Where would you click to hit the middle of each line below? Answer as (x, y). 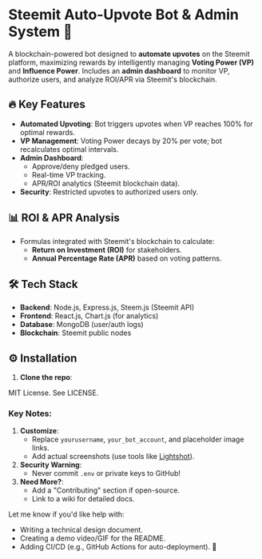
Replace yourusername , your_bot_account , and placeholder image (138, 439)
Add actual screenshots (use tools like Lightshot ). (113, 457)
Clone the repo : (46, 377)
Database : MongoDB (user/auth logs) (81, 325)
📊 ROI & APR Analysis (64, 218)
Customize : (39, 431)
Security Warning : (51, 465)
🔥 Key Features (47, 104)
